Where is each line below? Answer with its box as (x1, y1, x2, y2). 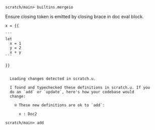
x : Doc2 (18, 111, 37, 116)
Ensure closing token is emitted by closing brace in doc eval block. (5, 14, 144, 20)
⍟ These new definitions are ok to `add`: (14, 103, 105, 108)
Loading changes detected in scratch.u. (10, 76, 96, 81)
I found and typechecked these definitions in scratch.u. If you (10, 85, 150, 90)
